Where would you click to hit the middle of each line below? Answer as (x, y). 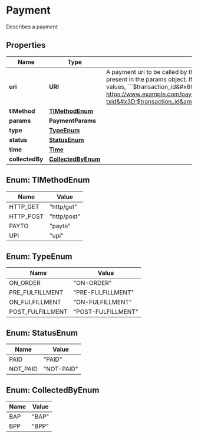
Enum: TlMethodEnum (48, 180)
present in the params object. (146, 79)
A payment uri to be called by (146, 72)
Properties (26, 45)
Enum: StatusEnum (42, 332)
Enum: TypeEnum (39, 256)
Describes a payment (32, 27)
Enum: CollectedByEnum (53, 390)
